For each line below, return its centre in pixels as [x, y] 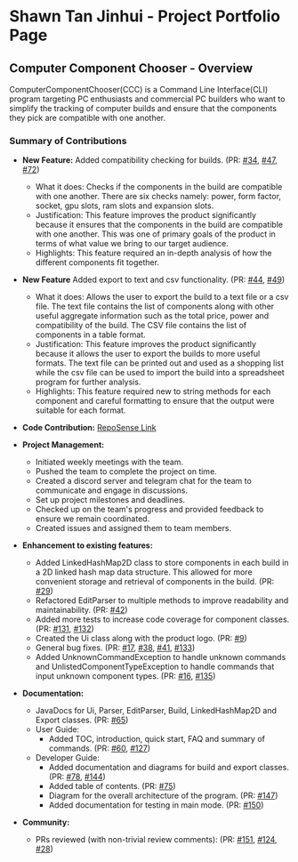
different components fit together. [97, 262]
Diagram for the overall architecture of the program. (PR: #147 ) [163, 796]
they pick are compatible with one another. [88, 118]
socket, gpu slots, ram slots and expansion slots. [125, 205]
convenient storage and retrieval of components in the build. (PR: [155, 582]
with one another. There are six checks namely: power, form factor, [158, 197]
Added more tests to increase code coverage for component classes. [162, 619]
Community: [46, 822]
